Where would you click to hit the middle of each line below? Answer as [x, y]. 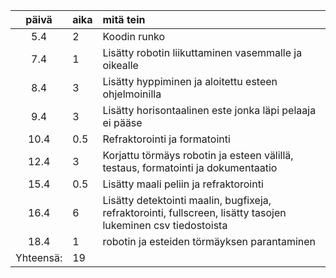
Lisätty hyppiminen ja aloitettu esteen [190, 81]
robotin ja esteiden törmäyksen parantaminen [209, 241]
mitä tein [124, 19]
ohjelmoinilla [132, 94]
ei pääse [122, 122]
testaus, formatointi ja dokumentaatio [190, 167]
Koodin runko [134, 36]
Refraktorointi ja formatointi [166, 139]
